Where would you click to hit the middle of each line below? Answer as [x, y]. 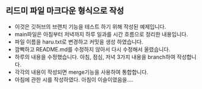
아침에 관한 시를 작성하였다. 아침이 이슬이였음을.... [74, 79]
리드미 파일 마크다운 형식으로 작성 [65, 11]
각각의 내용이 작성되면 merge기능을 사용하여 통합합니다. [81, 72]
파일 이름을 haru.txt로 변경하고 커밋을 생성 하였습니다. [79, 42]
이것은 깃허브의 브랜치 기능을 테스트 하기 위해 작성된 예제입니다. [90, 27]
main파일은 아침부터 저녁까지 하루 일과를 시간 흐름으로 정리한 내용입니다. [101, 34]
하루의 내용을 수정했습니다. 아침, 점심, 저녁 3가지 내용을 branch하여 [95, 57]
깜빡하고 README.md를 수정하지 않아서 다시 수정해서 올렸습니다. [92, 49]
